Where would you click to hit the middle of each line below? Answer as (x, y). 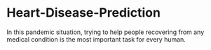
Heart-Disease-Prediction (83, 13)
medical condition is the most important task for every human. (96, 39)
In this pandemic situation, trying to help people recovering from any (105, 32)
